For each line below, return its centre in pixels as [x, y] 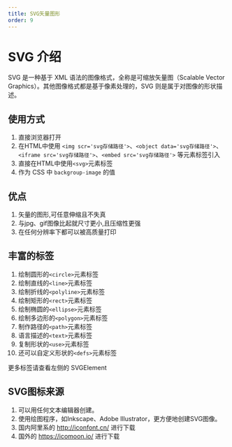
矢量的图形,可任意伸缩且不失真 [62, 214]
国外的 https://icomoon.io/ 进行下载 [69, 436]
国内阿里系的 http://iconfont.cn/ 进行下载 [77, 427]
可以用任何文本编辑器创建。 [58, 410]
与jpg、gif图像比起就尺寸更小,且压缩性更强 [79, 223]
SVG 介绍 [35, 57]
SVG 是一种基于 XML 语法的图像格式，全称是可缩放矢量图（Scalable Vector [117, 78]
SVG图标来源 [36, 392]
